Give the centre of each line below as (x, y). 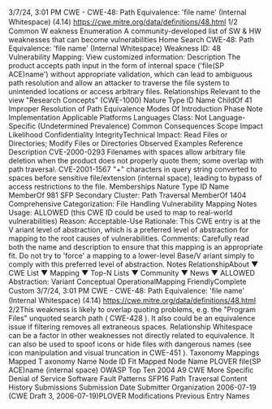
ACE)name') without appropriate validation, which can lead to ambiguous (131, 74)
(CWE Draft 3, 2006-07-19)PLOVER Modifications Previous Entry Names (129, 396)
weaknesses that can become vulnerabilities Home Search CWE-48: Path (131, 39)
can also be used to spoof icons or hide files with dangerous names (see (130, 344)
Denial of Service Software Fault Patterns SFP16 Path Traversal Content (128, 379)
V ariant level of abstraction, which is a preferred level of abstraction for (129, 230)
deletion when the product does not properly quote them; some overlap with (136, 161)
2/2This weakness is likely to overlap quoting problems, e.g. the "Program (132, 309)
